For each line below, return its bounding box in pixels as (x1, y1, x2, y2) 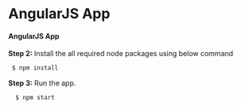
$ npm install (11, 64, 59, 72)
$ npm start (15, 94, 56, 102)
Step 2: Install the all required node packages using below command (8, 49, 234, 58)
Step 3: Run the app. (8, 78, 76, 88)
